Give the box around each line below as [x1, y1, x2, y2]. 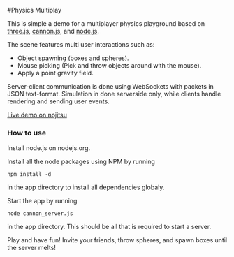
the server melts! [7, 244, 56, 252]
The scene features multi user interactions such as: [7, 41, 155, 48]
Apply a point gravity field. [17, 69, 94, 77]
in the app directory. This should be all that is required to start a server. [7, 223, 212, 231]
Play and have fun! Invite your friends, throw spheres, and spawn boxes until [7, 236, 228, 244]
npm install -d [7, 171, 52, 178]
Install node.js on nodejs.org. [7, 144, 91, 152]
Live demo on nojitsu [7, 111, 68, 119]
